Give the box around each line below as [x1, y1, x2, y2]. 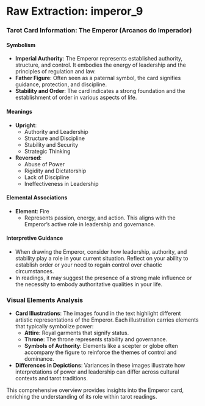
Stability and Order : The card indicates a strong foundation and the [15, 87, 185, 95]
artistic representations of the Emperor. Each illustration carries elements [15, 316, 200, 323]
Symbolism [6, 41, 35, 48]
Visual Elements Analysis [6, 295, 84, 304]
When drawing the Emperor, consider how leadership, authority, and [15, 248, 187, 255]
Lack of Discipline [24, 173, 70, 181]
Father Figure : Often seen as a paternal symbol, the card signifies [15, 75, 181, 82]
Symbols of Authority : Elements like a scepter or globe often [24, 342, 178, 350]
